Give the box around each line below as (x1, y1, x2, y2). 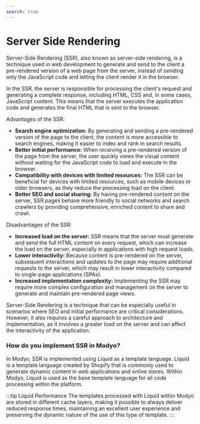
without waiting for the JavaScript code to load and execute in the (14, 159, 177, 166)
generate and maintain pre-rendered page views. (14, 290, 136, 297)
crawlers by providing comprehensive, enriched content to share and (14, 203, 185, 210)
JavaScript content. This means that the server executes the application (6, 97, 183, 105)
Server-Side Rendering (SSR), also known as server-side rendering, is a (6, 54, 183, 62)
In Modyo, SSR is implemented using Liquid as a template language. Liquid (6, 355, 190, 362)
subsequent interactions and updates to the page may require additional (14, 258, 193, 265)
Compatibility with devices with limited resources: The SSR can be (14, 171, 183, 179)
